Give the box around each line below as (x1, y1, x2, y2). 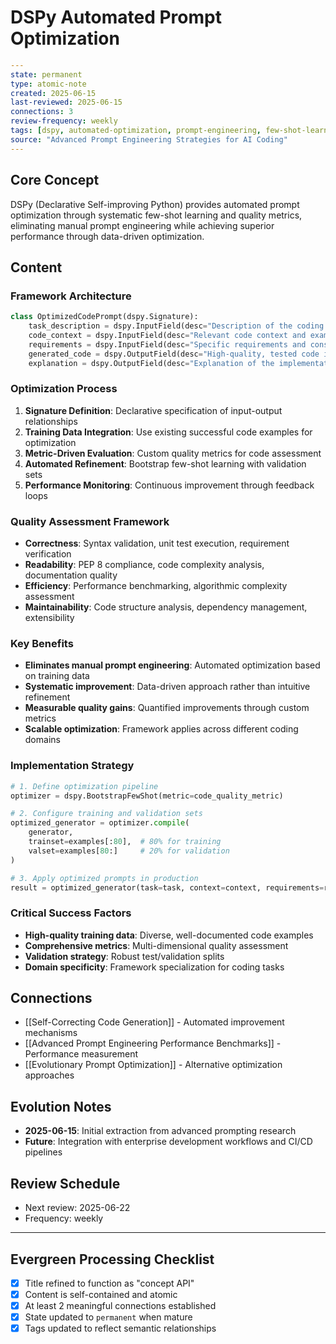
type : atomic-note (10, 79, 87, 89)
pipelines (24, 1146, 63, 1158)
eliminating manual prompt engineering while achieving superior (10, 219, 275, 231)
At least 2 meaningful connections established (24, 1300, 217, 1312)
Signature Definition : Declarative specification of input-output (24, 404, 283, 416)
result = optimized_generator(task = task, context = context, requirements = (10, 882, 325, 893)
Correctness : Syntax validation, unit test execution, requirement (24, 537, 290, 550)
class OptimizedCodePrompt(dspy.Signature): (10, 312, 199, 322)
